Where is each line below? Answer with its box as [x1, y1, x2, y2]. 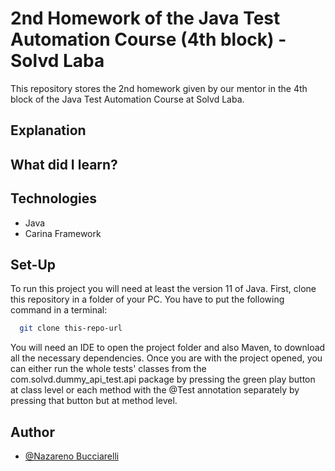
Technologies [10, 190, 98, 207]
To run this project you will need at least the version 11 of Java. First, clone [10, 283, 317, 295]
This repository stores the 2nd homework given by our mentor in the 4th [10, 82, 308, 94]
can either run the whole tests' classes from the [10, 363, 207, 375]
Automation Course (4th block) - [10, 28, 287, 51]
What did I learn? [10, 156, 118, 173]
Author [10, 423, 55, 441]
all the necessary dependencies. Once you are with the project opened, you [10, 352, 323, 364]
